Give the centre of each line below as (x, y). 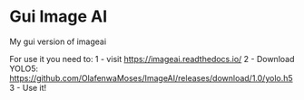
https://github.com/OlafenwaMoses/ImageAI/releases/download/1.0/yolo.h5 (151, 77)
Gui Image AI (59, 17)
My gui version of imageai (58, 41)
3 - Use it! (28, 87)
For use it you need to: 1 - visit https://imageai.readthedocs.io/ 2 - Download (152, 59)
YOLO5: (24, 68)
